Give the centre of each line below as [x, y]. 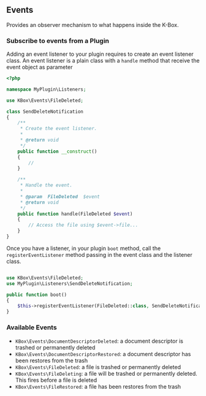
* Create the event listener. [59, 129]
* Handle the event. [46, 185]
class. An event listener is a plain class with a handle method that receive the [103, 61]
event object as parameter [40, 67]
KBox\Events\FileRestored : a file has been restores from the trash [98, 386]
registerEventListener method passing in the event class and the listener [100, 254]
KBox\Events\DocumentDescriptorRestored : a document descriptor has [103, 354]
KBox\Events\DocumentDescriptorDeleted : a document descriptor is [99, 341]
